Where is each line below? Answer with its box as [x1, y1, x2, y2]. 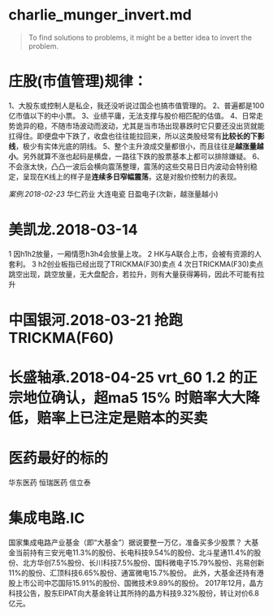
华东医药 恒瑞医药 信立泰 [8, 478, 91, 488]
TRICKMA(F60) [8, 329, 115, 347]
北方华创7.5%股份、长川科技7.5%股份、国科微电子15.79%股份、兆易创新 [22, 558, 265, 568]
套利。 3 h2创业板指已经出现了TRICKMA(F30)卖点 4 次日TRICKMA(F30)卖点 [8, 258, 264, 269]
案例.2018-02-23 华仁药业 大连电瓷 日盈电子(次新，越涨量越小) [8, 189, 219, 198]
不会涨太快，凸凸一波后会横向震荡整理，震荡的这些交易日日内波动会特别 [8, 161, 250, 171]
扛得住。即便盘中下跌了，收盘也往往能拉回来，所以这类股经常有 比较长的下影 [8, 131, 265, 141]
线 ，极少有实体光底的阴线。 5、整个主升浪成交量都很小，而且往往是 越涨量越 [8, 141, 264, 151]
